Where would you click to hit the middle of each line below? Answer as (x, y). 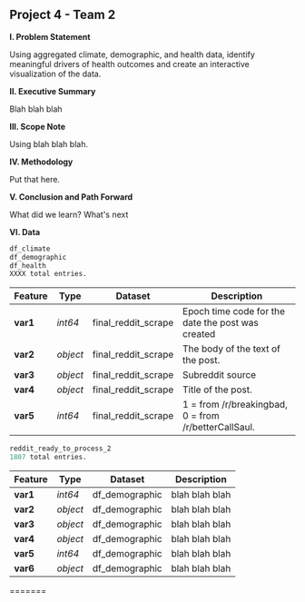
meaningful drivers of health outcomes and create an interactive (129, 64)
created (199, 334)
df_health (28, 266)
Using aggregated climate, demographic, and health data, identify (133, 54)
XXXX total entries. (49, 274)
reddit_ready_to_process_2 (60, 449)
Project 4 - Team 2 (63, 15)
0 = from (201, 416)
